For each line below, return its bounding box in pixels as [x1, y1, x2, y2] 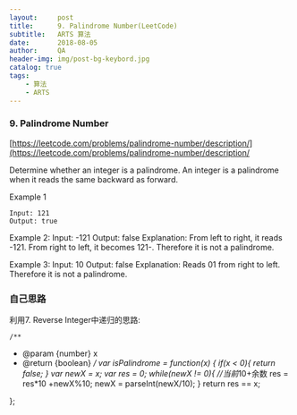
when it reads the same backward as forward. [9, 174, 179, 184]
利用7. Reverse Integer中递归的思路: [9, 315, 141, 326]
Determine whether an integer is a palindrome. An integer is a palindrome [9, 165, 280, 175]
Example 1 [9, 191, 47, 202]
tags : [9, 72, 30, 80]
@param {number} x [21, 348, 98, 359]
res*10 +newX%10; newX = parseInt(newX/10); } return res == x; [21, 378, 261, 389]
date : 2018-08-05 [9, 38, 98, 47]
